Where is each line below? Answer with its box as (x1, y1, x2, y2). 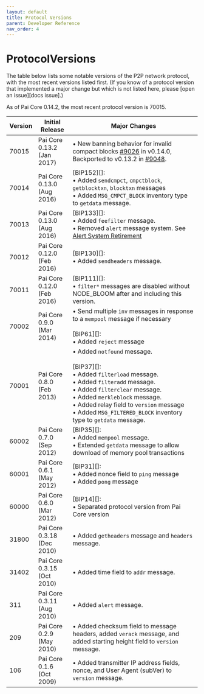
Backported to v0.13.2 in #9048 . (72, 155, 167, 163)
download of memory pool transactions (72, 449, 185, 457)
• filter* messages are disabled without (72, 282, 190, 290)
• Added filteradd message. (72, 378, 156, 387)
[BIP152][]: (72, 169, 105, 177)
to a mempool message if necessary (72, 315, 171, 323)
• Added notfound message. (72, 348, 153, 356)
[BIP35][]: (72, 426, 101, 434)
